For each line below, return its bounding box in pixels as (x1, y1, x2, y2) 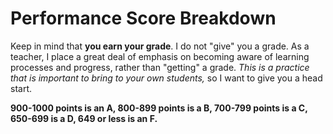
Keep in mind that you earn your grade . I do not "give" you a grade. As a (10, 40, 310, 52)
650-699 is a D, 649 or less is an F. (10, 112, 158, 124)
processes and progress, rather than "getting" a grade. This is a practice (10, 61, 310, 73)
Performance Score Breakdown (10, 7, 277, 30)
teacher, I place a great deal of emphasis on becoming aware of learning (10, 50, 310, 62)
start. (10, 82, 33, 94)
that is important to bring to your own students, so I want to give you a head (10, 72, 323, 84)
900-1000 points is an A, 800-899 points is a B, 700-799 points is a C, (10, 102, 308, 114)
